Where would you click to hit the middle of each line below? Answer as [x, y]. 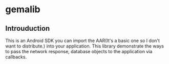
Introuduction [28, 28]
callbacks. [16, 57]
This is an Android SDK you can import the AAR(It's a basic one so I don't [83, 40]
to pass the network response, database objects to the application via [79, 51]
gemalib [23, 9]
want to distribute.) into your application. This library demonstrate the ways [84, 46]
